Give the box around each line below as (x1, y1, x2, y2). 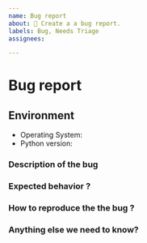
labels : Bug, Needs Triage (8, 27, 99, 35)
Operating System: (19, 130, 83, 140)
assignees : (8, 34, 45, 43)
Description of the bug (8, 159, 99, 170)
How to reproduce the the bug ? (8, 202, 135, 214)
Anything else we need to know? (8, 224, 139, 235)
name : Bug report (8, 11, 67, 20)
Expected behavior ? (8, 181, 91, 192)
